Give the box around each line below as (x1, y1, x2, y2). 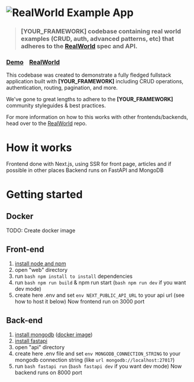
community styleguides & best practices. (6, 102, 106, 109)
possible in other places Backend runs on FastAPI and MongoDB (6, 167, 164, 174)
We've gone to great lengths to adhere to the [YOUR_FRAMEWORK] (6, 96, 173, 103)
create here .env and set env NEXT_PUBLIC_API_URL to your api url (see (14, 292, 185, 299)
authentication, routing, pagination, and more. (6, 84, 118, 92)
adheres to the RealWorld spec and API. (20, 42, 138, 51)
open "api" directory (14, 343, 65, 350)
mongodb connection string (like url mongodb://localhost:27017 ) (14, 356, 175, 363)
